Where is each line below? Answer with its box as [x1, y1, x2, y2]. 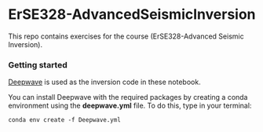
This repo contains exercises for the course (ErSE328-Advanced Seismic [8, 31, 245, 41]
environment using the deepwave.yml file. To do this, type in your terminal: [8, 101, 252, 111]
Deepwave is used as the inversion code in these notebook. [8, 77, 202, 87]
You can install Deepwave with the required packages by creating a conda [8, 93, 248, 102]
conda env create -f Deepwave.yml [8, 116, 122, 124]
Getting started [8, 59, 68, 70]
